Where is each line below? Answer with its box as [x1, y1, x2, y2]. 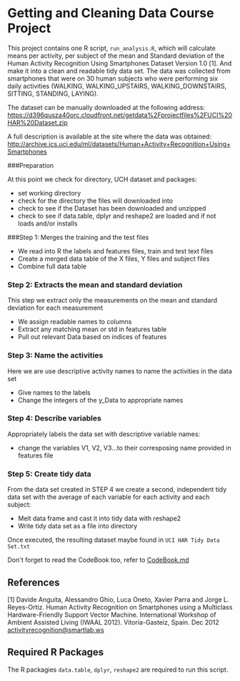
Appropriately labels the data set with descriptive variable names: [7, 430, 201, 438]
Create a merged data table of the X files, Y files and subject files [17, 254, 210, 263]
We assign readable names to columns [17, 318, 132, 326]
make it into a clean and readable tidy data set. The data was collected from [7, 66, 231, 75]
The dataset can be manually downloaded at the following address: [7, 103, 206, 111]
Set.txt [7, 543, 31, 550]
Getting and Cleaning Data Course [7, 5, 214, 21]
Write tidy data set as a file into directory [17, 522, 138, 530]
